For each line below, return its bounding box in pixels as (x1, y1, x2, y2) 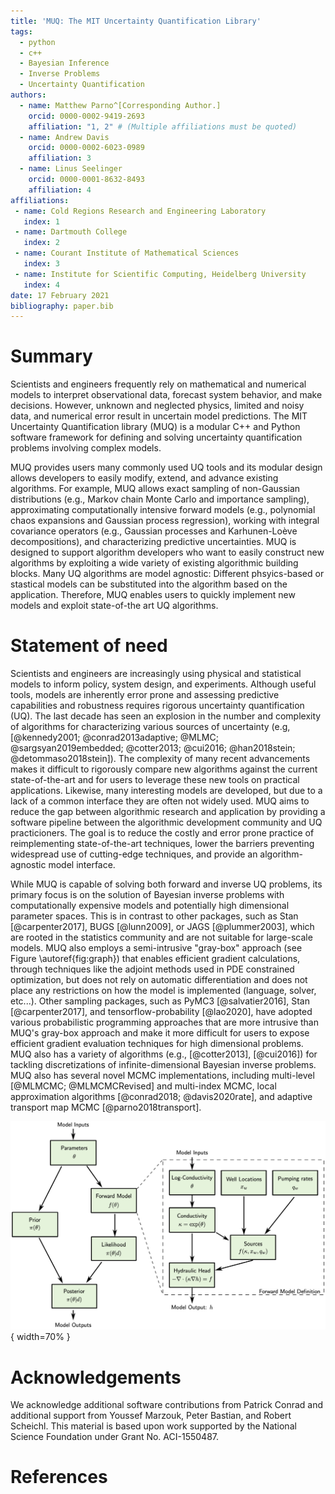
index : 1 (23, 216, 60, 227)
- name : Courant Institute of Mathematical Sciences (14, 248, 240, 259)
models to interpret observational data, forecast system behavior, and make (10, 389, 323, 401)
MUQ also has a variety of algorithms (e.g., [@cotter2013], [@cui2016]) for (10, 1048, 318, 1060)
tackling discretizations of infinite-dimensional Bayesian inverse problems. (10, 1059, 317, 1071)
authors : (10, 90, 47, 100)
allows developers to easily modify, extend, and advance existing (10, 472, 279, 484)
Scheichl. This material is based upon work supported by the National (10, 1420, 297, 1432)
